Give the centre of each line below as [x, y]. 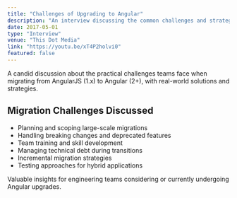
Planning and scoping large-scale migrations [83, 127]
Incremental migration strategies [65, 158]
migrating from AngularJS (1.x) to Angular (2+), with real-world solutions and [119, 81]
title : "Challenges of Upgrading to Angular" [75, 14]
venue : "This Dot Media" [44, 40]
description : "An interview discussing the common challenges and [107, 21]
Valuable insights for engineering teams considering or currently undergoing [118, 179]
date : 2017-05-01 [33, 27]
